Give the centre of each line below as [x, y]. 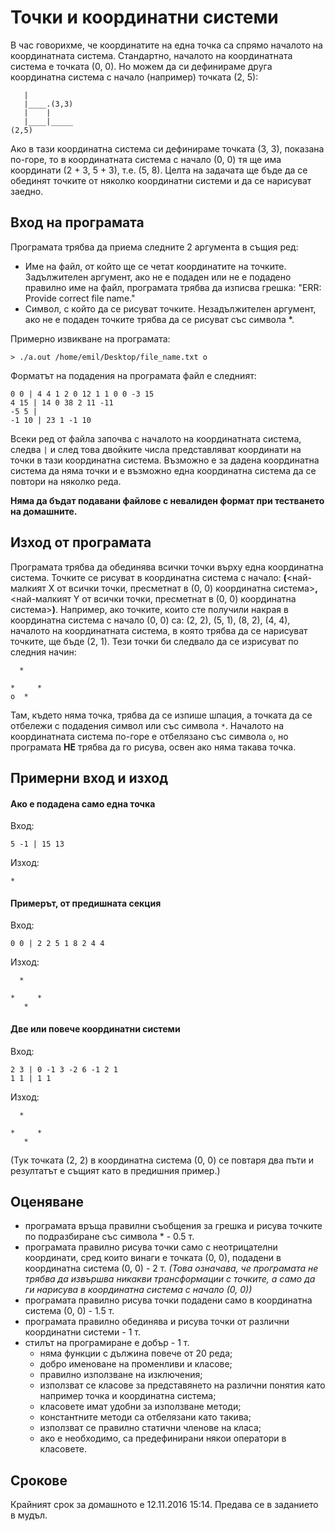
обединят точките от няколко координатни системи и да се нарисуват [161, 180]
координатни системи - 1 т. [82, 1332]
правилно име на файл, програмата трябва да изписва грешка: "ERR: [173, 287]
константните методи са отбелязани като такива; [145, 1417]
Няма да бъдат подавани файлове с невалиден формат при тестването [167, 500]
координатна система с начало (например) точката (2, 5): [134, 77]
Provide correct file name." [80, 298]
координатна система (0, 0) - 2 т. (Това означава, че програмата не [171, 1268]
